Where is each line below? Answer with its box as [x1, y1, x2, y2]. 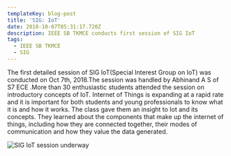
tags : [7, 36, 23, 43]
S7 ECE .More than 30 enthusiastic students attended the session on [7, 83, 204, 91]
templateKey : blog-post [7, 10, 77, 17]
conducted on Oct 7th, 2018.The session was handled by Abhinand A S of [7, 75, 219, 84]
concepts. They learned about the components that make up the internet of [7, 112, 224, 120]
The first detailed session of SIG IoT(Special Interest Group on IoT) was [7, 68, 211, 77]
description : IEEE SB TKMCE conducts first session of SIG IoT [7, 29, 195, 37]
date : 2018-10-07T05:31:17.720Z [7, 23, 101, 30]
